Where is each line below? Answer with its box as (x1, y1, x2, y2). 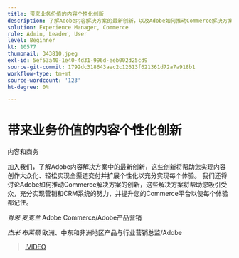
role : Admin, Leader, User (7, 30, 87, 38)
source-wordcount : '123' (7, 76, 81, 84)
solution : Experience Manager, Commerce (7, 24, 129, 31)
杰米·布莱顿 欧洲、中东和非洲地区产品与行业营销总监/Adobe (7, 229, 183, 237)
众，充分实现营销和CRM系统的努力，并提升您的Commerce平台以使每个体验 (7, 190, 229, 198)
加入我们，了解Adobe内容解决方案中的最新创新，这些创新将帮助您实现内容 (7, 162, 226, 171)
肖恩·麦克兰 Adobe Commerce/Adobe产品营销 (7, 213, 142, 222)
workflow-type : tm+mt (7, 70, 72, 77)
